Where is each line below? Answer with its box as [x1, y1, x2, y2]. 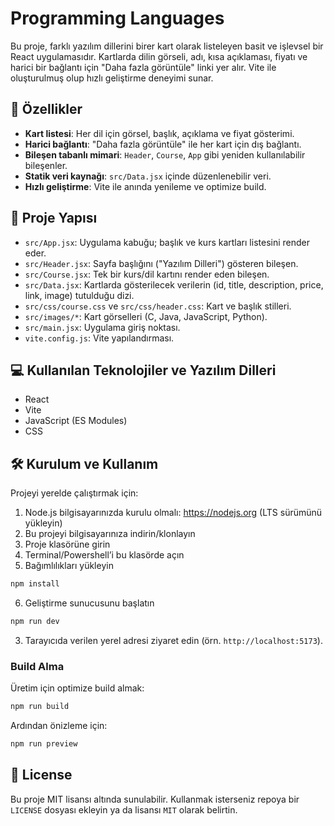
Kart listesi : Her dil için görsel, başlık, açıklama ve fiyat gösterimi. [24, 127, 295, 139]
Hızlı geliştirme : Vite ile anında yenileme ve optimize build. [24, 180, 267, 192]
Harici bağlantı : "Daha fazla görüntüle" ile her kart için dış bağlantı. [24, 138, 302, 150]
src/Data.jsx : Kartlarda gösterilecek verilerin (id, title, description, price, [24, 278, 324, 291]
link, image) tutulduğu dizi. [24, 289, 135, 301]
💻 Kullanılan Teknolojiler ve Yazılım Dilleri [10, 362, 277, 379]
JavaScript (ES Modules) [24, 415, 128, 427]
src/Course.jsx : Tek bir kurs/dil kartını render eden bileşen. [24, 268, 270, 280]
